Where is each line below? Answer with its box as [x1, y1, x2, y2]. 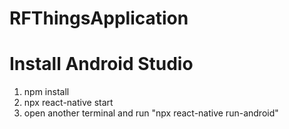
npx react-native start [23, 97, 114, 109]
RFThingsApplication [9, 7, 189, 30]
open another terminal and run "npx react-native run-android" [23, 107, 279, 119]
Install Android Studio [9, 53, 194, 76]
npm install [23, 86, 70, 98]
